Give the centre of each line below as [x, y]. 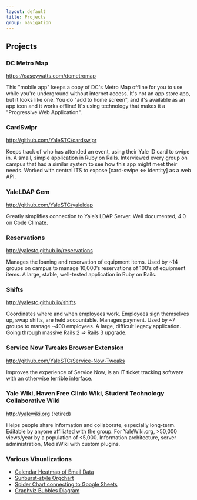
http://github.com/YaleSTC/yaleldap [49, 205]
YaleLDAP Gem [28, 192]
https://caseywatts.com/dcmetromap [51, 76]
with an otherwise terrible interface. [49, 378]
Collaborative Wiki [33, 401]
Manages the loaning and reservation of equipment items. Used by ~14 [92, 262]
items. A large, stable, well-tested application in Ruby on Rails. [81, 274]
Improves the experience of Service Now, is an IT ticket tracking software [95, 372]
